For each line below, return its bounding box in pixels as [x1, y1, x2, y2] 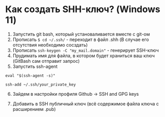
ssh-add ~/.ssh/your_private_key [5, 82, 76, 87]
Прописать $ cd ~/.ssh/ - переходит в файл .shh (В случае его [12, 36, 149, 43]
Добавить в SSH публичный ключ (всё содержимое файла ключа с [12, 100, 159, 107]
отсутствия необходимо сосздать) [12, 42, 88, 48]
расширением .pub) [12, 106, 56, 112]
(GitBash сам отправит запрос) [12, 58, 80, 64]
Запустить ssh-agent [12, 63, 58, 69]
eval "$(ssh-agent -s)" [5, 73, 56, 78]
